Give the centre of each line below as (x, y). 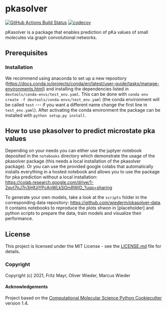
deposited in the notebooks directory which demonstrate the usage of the (80, 156)
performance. (19, 219)
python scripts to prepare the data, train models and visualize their (74, 213)
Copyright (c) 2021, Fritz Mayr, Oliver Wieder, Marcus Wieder (68, 275)
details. (13, 252)
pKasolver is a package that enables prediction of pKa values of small (77, 32)
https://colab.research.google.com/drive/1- (49, 182)
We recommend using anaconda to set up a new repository (66, 78)
